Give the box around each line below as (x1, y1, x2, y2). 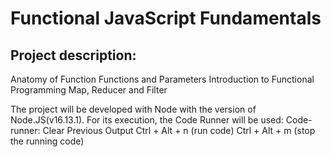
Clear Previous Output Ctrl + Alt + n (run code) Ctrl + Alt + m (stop (42, 125, 316, 136)
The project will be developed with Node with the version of (10, 103, 257, 115)
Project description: (10, 47, 137, 64)
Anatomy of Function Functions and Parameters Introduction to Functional (10, 73, 315, 85)
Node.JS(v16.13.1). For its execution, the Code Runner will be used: (10, 114, 284, 126)
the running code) (10, 135, 85, 147)
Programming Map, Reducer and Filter (10, 84, 168, 96)
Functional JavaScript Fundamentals (10, 7, 322, 30)
